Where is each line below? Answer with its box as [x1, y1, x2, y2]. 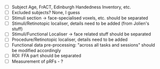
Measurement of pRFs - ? [11, 58, 63, 64]
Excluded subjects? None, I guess [11, 10, 80, 16]
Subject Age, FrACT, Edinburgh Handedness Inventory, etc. [11, 4, 131, 10]
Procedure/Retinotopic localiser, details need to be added [11, 36, 128, 43]
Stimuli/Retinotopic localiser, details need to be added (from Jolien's [11, 20, 150, 26]
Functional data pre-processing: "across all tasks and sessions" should [11, 42, 155, 48]
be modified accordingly [11, 48, 61, 53]
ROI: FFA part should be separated [11, 53, 82, 59]
